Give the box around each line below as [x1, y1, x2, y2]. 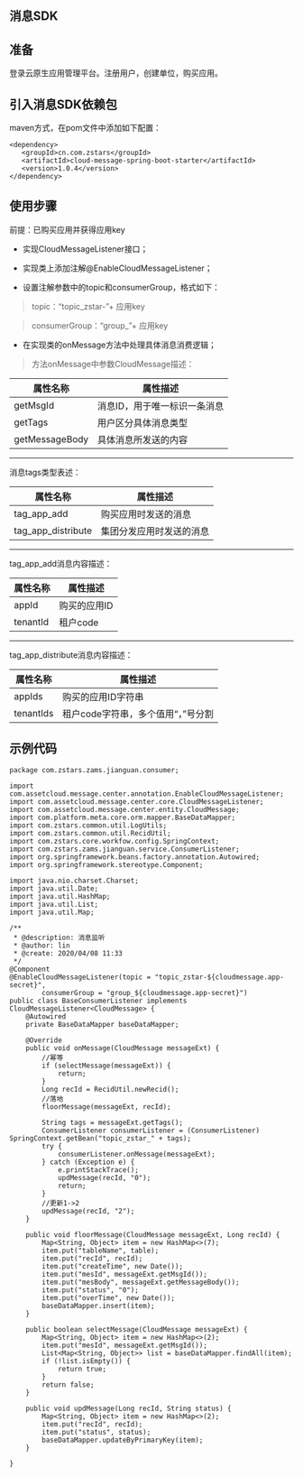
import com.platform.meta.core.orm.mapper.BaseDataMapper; [9, 813, 236, 822]
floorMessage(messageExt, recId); [41, 1102, 171, 1112]
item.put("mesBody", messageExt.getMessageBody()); [41, 1278, 241, 1287]
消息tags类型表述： [9, 466, 81, 477]
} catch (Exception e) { [41, 1158, 135, 1167]
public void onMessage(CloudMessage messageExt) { [25, 1043, 220, 1053]
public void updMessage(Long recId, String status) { [25, 1404, 232, 1413]
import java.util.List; [9, 900, 99, 909]
